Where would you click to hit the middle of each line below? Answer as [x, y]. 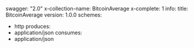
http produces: [33, 26]
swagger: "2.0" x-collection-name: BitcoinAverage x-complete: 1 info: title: [97, 9]
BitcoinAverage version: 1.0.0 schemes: [54, 15]
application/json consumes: [48, 33]
